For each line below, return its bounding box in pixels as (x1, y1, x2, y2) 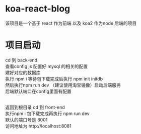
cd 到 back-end (5, 57, 38, 63)
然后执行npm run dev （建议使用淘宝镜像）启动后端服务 (5, 82, 121, 88)
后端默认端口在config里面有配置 (5, 88, 72, 94)
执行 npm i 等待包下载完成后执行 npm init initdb (5, 75, 103, 81)
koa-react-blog (5, 3, 70, 14)
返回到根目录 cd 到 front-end (5, 104, 65, 110)
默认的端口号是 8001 (5, 116, 48, 122)
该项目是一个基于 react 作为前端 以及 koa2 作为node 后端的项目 (5, 20, 137, 26)
